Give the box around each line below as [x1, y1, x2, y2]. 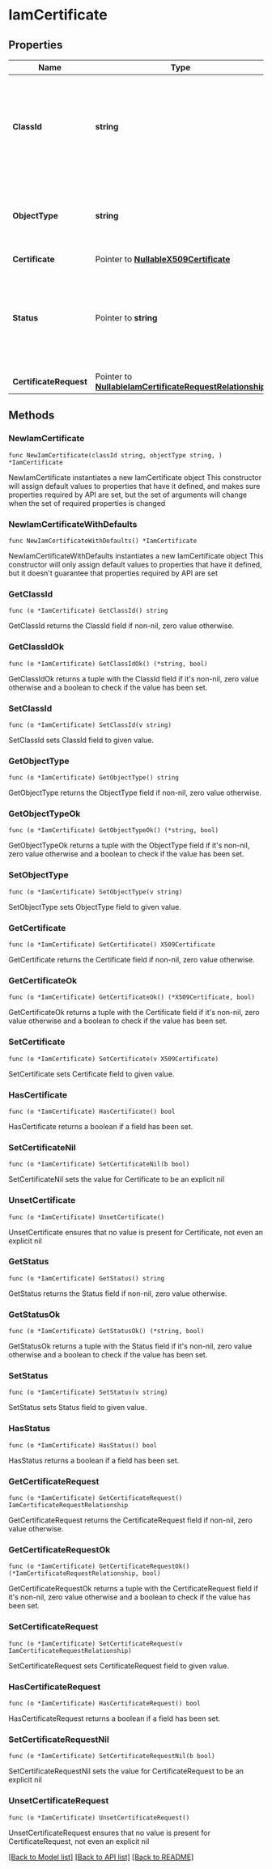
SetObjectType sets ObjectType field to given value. [8, 902, 182, 911]
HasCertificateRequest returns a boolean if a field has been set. [8, 1714, 221, 1723]
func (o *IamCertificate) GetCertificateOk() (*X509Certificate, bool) [8, 993, 255, 1001]
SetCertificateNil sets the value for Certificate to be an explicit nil [8, 1174, 225, 1184]
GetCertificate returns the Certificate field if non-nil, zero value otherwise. [8, 955, 255, 965]
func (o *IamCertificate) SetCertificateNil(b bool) [8, 1160, 190, 1169]
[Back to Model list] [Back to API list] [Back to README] [8, 1852, 194, 1862]
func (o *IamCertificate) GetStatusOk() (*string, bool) [8, 1327, 205, 1336]
